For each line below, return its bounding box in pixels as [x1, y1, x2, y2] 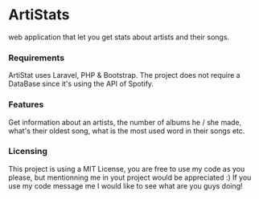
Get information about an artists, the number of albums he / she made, [8, 117, 242, 127]
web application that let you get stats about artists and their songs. [8, 32, 230, 42]
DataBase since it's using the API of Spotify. [8, 79, 154, 89]
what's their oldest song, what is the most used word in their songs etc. [8, 126, 245, 136]
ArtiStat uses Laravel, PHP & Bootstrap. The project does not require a [8, 71, 240, 80]
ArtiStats [8, 6, 70, 24]
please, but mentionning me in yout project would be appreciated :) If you [8, 173, 252, 182]
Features [8, 99, 44, 110]
